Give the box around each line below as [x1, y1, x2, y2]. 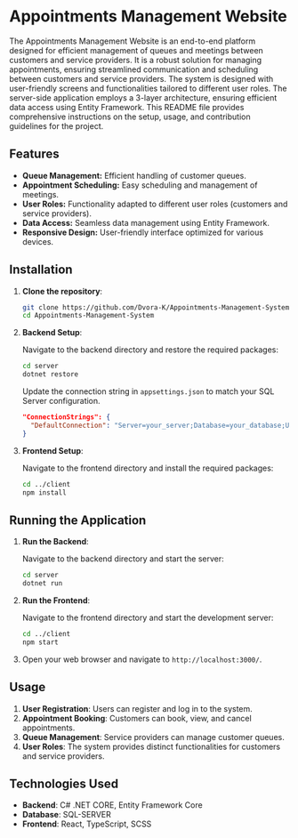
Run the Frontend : [21, 595, 91, 606]
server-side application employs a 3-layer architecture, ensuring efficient [9, 92, 278, 103]
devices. [21, 236, 54, 246]
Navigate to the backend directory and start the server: [21, 553, 224, 564]
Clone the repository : [21, 286, 103, 296]
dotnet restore [21, 370, 79, 379]
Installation [9, 262, 73, 278]
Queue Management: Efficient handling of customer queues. [21, 170, 246, 181]
